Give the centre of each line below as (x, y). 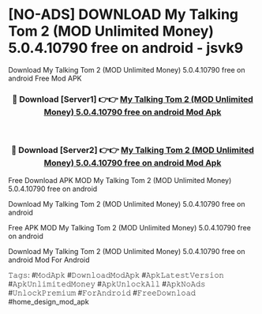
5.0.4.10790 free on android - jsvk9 (126, 48)
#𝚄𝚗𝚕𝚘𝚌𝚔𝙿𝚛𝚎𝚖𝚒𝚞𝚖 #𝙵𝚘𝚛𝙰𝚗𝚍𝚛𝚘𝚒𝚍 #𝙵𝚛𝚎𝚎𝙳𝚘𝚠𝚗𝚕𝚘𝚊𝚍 (102, 293)
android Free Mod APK (45, 78)
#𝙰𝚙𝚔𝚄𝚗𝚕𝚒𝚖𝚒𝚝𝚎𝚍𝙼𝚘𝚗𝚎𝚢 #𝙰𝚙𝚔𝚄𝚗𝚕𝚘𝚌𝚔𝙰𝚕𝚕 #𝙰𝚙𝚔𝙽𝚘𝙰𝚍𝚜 (107, 284)
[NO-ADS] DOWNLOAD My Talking (124, 15)
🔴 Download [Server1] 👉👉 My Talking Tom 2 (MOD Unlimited (133, 99)
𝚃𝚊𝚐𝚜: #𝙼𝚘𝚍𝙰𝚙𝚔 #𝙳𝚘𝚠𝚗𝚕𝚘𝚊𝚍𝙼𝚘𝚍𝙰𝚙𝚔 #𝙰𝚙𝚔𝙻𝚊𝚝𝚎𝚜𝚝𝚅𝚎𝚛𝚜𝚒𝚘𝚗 (116, 275)
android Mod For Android (49, 260)
